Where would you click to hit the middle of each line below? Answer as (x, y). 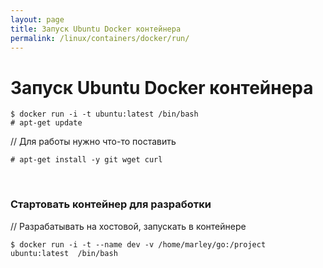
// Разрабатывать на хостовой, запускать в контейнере (128, 226)
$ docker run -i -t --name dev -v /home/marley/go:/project (138, 244)
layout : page (37, 19)
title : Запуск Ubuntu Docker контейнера (96, 29)
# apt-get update (46, 123)
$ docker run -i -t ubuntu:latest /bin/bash (104, 114)
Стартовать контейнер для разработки (111, 204)
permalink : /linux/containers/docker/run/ (100, 38)
